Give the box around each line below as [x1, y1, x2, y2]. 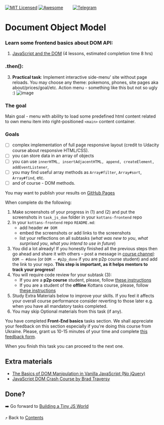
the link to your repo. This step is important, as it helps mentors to [12, 261, 148, 267]
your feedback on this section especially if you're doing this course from [5, 323, 151, 329]
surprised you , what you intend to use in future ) [19, 240, 116, 246]
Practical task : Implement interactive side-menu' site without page [12, 74, 147, 80]
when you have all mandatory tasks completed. [12, 303, 108, 309]
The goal [5, 102, 27, 109]
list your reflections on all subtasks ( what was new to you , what [19, 235, 148, 241]
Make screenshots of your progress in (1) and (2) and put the [12, 209, 135, 215]
